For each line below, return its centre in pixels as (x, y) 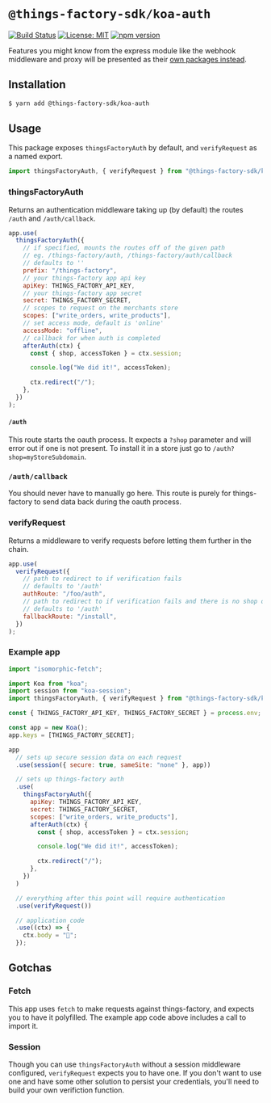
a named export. (35, 157)
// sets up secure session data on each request (99, 757)
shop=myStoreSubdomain (46, 458)
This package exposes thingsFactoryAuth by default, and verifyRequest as (133, 148)
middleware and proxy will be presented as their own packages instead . (128, 59)
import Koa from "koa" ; (48, 684)
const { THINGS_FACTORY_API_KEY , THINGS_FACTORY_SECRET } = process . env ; (135, 714)
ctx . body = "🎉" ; (50, 936)
